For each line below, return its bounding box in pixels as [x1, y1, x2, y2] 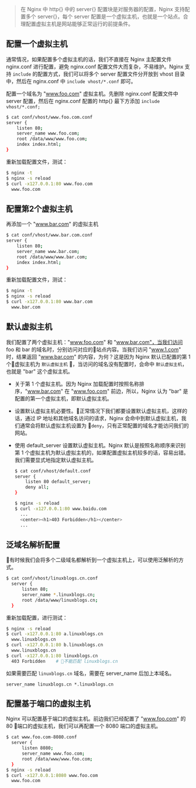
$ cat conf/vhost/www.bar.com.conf [6, 232, 93, 238]
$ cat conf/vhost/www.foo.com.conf [6, 114, 93, 120]
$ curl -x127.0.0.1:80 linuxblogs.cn [6, 653, 98, 659]
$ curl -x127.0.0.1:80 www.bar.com [6, 299, 93, 305]
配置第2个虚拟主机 [6, 204, 73, 214]
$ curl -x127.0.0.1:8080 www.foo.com [6, 772, 98, 778]
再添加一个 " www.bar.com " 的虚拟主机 [6, 221, 98, 228]
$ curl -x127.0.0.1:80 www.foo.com [6, 181, 93, 187]
